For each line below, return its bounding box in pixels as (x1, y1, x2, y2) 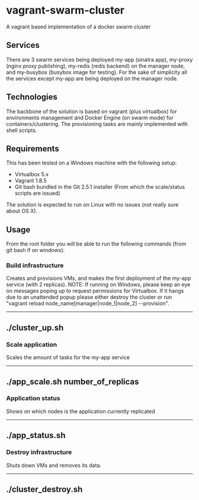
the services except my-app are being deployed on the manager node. (6, 75, 179, 82)
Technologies (6, 92, 58, 102)
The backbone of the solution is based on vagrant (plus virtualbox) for (6, 108, 177, 115)
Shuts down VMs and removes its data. (6, 462, 102, 469)
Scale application (6, 340, 57, 349)
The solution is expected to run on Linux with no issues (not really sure (6, 201, 179, 208)
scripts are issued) (14, 190, 60, 197)
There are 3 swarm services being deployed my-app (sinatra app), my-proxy (6, 56, 193, 63)
